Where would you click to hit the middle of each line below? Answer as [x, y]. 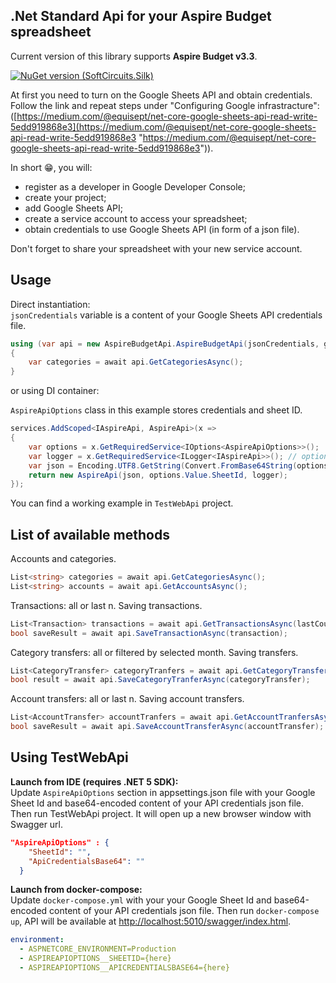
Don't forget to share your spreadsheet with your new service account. [156, 248]
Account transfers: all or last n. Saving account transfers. [127, 699]
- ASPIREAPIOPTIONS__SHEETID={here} [95, 959]
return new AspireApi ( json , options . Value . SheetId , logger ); [158, 475]
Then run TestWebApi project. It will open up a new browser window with [161, 813]
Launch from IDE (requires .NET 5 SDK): [94, 781]
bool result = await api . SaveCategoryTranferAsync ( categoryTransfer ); [160, 680]
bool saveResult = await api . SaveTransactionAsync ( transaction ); [149, 633]
